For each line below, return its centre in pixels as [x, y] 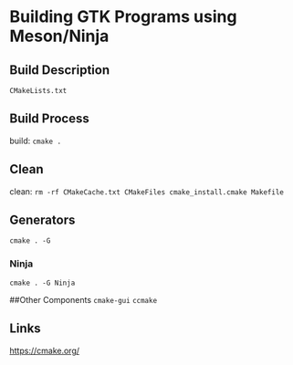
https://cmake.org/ [45, 350]
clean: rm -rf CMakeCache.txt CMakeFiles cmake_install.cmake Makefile [147, 191]
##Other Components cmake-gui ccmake [84, 299]
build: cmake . [36, 141]
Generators [42, 220]
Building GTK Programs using [123, 17]
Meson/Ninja [59, 36]
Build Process [49, 119]
